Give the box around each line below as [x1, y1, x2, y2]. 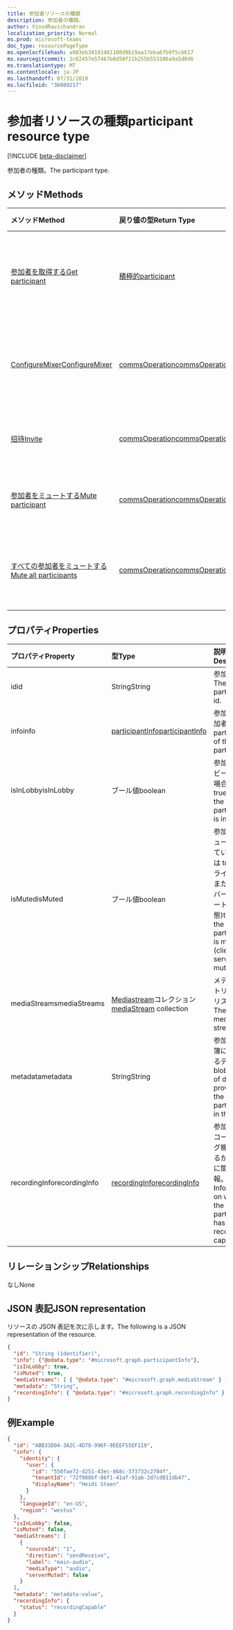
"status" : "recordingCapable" [19, 1604, 107, 1611]
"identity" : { [19, 1455, 60, 1462]
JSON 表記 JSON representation [7, 1303, 146, 1315]
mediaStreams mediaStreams [10, 998, 105, 1008]
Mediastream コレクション [111, 994, 196, 1004]
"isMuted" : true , [13, 1370, 64, 1377]
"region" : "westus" [19, 1507, 76, 1514]
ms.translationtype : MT [7, 62, 76, 69]
